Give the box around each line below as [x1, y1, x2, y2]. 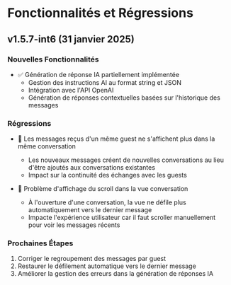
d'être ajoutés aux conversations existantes [28, 163, 156, 172]
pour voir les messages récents [28, 221, 120, 229]
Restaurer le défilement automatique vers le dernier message [17, 262, 196, 270]
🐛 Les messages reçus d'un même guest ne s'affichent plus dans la [17, 134, 215, 143]
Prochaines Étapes [7, 238, 74, 248]
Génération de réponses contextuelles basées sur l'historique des [28, 93, 221, 102]
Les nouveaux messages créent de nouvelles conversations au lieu [28, 156, 225, 164]
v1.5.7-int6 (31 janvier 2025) [7, 33, 135, 45]
